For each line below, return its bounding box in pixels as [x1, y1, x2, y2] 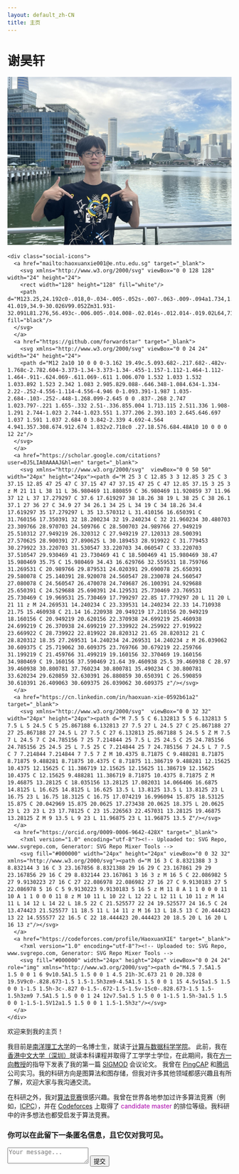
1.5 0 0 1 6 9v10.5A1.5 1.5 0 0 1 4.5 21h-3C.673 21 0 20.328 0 [7, 971, 202, 978]
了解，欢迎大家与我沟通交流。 [7, 1078, 95, 1087]
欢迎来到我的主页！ [7, 1028, 64, 1036]
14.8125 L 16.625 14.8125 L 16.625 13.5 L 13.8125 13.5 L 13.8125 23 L [7, 786, 224, 794]
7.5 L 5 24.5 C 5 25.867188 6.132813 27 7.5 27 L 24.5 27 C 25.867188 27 [7, 722, 231, 730]
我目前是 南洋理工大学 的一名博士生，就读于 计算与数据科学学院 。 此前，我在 [7, 1042, 228, 1051]
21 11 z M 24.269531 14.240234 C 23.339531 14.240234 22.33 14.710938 [7, 602, 221, 609]
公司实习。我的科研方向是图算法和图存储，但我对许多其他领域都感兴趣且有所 [7, 1069, 232, 1077]
